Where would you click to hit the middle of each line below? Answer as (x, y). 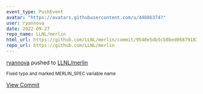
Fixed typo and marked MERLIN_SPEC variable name (61, 74)
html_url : (19, 40)
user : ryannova (25, 23)
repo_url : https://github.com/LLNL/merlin (60, 46)
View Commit (23, 84)
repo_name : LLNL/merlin (36, 34)
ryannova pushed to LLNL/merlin (47, 62)
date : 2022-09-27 (28, 29)
